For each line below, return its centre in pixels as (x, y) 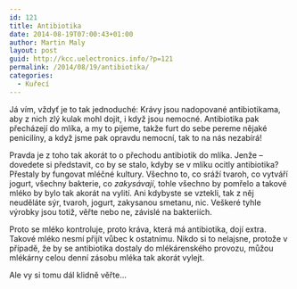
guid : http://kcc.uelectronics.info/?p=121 (91, 59)
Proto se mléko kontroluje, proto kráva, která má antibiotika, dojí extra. (138, 229)
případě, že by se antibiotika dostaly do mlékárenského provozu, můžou (141, 248)
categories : (31, 76)
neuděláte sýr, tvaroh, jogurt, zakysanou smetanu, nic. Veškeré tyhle (135, 202)
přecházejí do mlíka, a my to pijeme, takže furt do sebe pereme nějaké (138, 128)
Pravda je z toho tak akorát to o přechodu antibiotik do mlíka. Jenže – (136, 155)
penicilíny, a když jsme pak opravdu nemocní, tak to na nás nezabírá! (136, 137)
